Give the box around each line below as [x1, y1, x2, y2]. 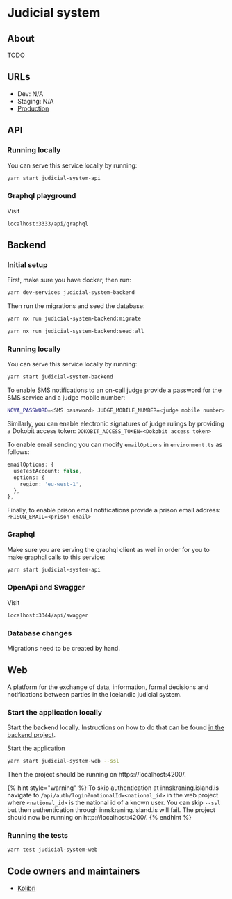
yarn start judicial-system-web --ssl [7, 758, 119, 765]
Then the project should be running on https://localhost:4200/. [7, 770, 186, 778]
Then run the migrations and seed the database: [7, 302, 145, 310]
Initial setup [7, 259, 48, 269]
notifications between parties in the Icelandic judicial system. [7, 690, 182, 698]
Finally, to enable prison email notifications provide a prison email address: [7, 506, 221, 515]
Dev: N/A [17, 89, 44, 98]
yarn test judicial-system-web [7, 846, 98, 853]
